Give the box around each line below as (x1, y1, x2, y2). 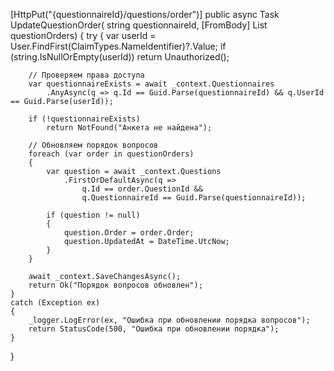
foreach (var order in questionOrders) (28, 149, 195, 159)
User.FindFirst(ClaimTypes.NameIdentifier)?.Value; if (10, 40, 227, 52)
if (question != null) (46, 210, 141, 220)
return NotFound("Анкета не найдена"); (46, 123, 213, 133)
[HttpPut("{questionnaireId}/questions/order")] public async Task (10, 9, 280, 20)
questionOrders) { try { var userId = (10, 30, 157, 41)
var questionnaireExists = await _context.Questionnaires (28, 79, 275, 89)
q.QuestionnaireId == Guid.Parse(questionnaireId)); (81, 193, 307, 203)
